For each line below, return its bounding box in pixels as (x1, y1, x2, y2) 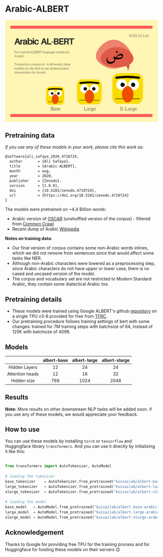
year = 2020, (9, 174, 53, 178)
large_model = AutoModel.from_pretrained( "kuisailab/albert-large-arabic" (5, 510, 162, 515)
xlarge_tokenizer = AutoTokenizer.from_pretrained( (5, 489, 114, 494)
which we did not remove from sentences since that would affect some (12, 250, 154, 256)
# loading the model (5, 500, 47, 505)
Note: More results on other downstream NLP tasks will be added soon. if (5, 406, 152, 412)
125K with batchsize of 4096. (12, 329, 71, 335)
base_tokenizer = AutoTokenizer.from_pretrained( (5, 479, 114, 484)
